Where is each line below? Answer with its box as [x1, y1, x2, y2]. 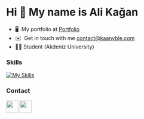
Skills [6, 58, 23, 66]
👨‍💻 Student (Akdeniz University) [14, 43, 94, 50]
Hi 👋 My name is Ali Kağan [6, 5, 139, 19]
